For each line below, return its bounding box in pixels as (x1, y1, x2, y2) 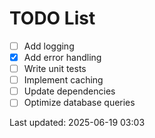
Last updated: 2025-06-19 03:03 (9, 117, 146, 129)
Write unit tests (23, 63, 87, 75)
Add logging (23, 40, 75, 52)
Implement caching (23, 74, 104, 86)
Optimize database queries (23, 97, 136, 109)
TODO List (9, 7, 96, 30)
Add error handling (23, 52, 102, 63)
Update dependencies (23, 85, 116, 97)
